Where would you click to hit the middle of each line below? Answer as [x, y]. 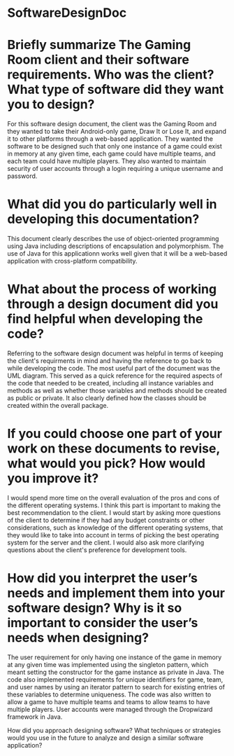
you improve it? [53, 479]
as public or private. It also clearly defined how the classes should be [107, 398]
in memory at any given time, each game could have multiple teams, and [111, 154]
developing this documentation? [103, 219]
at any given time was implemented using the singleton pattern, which [108, 664]
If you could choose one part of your [115, 434]
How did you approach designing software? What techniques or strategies [114, 730]
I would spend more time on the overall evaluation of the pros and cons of [114, 497]
